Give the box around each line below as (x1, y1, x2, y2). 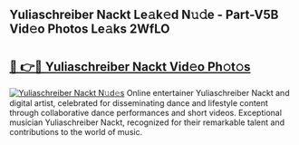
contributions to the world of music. (9, 127, 143, 137)
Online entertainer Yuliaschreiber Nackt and (126, 88, 290, 98)
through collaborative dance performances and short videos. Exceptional (9, 108, 283, 118)
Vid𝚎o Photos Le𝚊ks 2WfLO (9, 22, 170, 37)
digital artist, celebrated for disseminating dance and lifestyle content (9, 98, 269, 108)
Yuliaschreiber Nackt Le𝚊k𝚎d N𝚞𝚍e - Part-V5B (9, 7, 279, 23)
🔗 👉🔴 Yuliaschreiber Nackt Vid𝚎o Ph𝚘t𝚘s (9, 59, 251, 74)
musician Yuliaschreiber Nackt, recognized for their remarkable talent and (9, 117, 285, 128)
